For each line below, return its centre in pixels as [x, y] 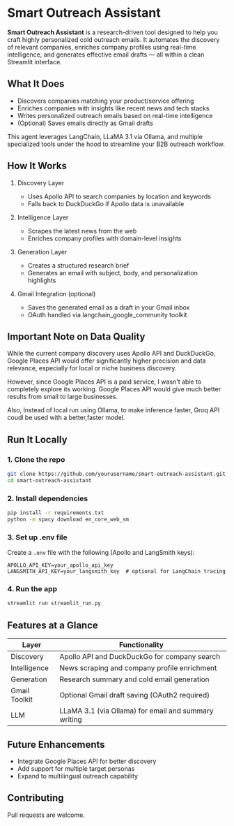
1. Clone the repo [36, 459]
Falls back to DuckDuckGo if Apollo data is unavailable [106, 203]
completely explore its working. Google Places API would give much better [114, 389]
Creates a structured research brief [78, 265]
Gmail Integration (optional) [56, 294]
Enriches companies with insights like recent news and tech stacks [113, 108]
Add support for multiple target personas [76, 768]
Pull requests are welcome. [46, 815]
